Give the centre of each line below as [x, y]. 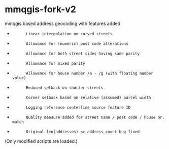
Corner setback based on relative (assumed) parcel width [88, 97]
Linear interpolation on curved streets [69, 34]
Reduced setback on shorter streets [64, 88]
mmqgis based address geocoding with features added [62, 23]
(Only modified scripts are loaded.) [41, 141]
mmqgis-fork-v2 [41, 9]
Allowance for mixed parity [55, 63]
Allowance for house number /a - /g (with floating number [89, 73]
